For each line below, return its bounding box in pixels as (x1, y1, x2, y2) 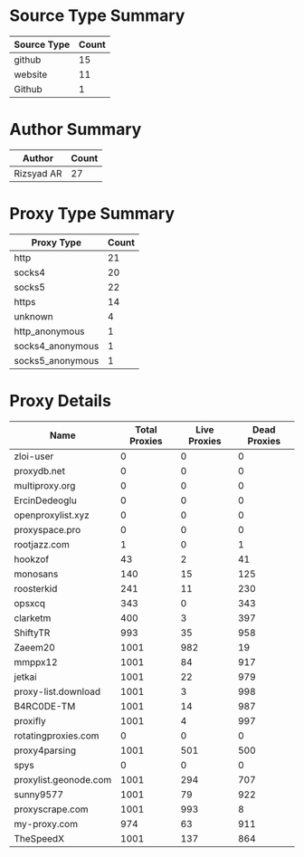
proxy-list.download (14, 685, 101, 698)
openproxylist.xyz (14, 509, 90, 521)
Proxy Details (9, 391, 111, 411)
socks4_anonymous (14, 339, 100, 352)
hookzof (14, 553, 50, 566)
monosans (14, 567, 59, 580)
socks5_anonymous (14, 354, 100, 367)
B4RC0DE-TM (14, 700, 76, 712)
